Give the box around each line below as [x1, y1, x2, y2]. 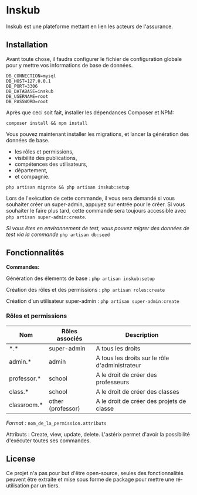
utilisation [6, 482, 29, 489]
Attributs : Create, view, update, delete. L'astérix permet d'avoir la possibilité [6, 431, 191, 438]
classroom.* [9, 401, 43, 409]
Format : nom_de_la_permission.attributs [6, 419, 107, 426]
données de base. [6, 136, 50, 144]
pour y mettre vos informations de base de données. [6, 62, 133, 69]
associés [56, 334, 83, 343]
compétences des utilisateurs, [14, 161, 88, 168]
